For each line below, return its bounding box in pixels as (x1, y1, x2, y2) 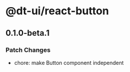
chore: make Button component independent (14, 59, 124, 66)
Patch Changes (5, 46, 51, 54)
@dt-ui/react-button (5, 4, 109, 18)
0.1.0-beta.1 (5, 28, 50, 38)
